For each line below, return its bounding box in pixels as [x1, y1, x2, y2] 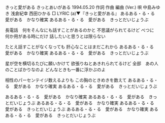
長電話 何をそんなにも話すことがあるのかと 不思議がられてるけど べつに [5, 27, 154, 33]
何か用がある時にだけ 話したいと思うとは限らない [5, 34, 106, 39]
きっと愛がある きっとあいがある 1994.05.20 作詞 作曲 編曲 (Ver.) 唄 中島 [5, 4, 152, 10]
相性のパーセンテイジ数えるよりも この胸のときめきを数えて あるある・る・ [5, 77, 159, 83]
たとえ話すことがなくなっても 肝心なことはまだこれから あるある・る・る [5, 44, 154, 49]
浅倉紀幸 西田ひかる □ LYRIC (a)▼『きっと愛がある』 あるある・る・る [10, 10, 155, 16]
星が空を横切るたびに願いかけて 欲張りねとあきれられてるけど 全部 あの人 [5, 61, 159, 66]
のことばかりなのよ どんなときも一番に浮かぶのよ [5, 67, 106, 73]
